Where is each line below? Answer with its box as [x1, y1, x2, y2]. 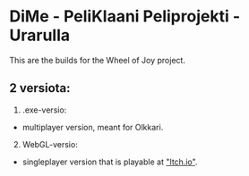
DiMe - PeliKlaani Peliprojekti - [9, 6, 240, 27]
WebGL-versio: [21, 138, 78, 149]
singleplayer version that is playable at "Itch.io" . [21, 156, 198, 167]
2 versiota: [9, 80, 71, 96]
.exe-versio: [21, 105, 67, 115]
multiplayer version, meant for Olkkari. [21, 122, 164, 132]
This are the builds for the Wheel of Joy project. [9, 54, 186, 65]
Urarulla [9, 25, 71, 46]
